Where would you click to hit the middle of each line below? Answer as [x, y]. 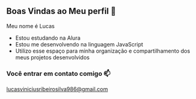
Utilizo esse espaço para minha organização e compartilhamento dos [103, 51]
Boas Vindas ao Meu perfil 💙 [61, 11]
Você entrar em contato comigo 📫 [58, 73]
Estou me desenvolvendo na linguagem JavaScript [79, 44]
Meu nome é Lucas [31, 26]
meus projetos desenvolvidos [52, 57]
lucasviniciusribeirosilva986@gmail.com [57, 89]
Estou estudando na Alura [48, 38]
